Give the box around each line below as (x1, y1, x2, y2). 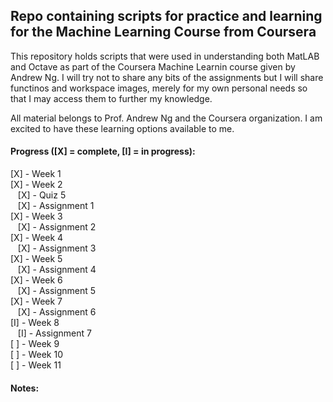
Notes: (10, 382, 40, 394)
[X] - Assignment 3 (17, 242, 97, 254)
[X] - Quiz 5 (17, 189, 67, 201)
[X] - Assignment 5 (17, 285, 97, 297)
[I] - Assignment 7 (17, 327, 92, 339)
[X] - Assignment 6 (17, 306, 97, 318)
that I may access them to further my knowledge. (10, 92, 213, 104)
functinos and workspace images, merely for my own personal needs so (10, 82, 308, 94)
